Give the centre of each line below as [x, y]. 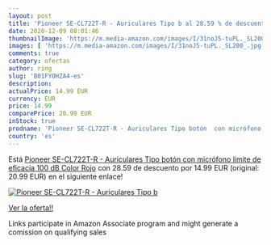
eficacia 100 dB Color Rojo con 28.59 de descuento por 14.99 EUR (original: [134, 167]
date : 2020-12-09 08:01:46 [54, 31]
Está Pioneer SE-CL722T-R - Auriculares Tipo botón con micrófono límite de [135, 159]
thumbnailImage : [35, 38]
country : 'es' [32, 136]
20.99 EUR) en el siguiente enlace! [66, 176]
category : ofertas [39, 61]
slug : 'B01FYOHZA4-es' [46, 76]
